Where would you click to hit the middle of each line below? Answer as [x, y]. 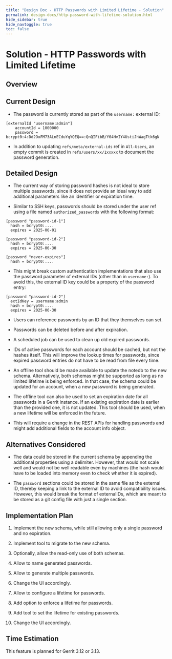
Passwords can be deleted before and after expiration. [71, 330]
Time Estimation [32, 639]
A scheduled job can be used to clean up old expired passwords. [82, 340]
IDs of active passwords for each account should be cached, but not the [89, 349]
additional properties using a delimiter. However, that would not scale [86, 462]
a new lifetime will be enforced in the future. [60, 413]
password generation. [36, 157]
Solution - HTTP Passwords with [76, 55]
